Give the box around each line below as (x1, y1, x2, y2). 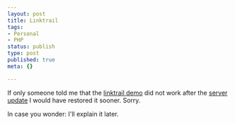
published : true (7, 56, 55, 64)
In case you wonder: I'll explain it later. (7, 109, 119, 118)
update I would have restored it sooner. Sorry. (7, 96, 141, 105)
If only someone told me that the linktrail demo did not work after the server (7, 88, 228, 97)
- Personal (7, 30, 40, 37)
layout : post (7, 10, 46, 18)
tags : (7, 23, 23, 30)
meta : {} (7, 63, 33, 70)
